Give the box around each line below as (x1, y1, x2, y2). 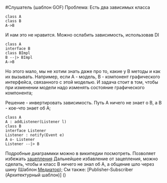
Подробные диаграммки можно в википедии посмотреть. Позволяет (5, 151, 156, 156)
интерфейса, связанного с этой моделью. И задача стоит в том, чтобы (5, 79, 158, 85)
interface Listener (5, 128, 47, 133)
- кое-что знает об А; (5, 105, 51, 111)
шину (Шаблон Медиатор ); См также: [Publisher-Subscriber (5, 167, 133, 172)
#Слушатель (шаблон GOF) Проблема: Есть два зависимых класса (5, 5, 150, 10)
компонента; (5, 90, 33, 96)
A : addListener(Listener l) (5, 119, 67, 124)
